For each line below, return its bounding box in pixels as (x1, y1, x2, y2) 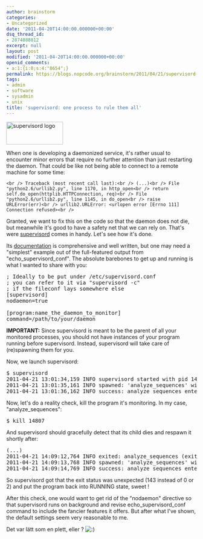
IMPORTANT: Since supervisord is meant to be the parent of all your (6, 326, 177, 334)
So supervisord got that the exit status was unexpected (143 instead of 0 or (6, 476, 195, 483)
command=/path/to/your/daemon (6, 316, 96, 322)
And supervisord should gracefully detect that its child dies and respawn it (6, 428, 192, 436)
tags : (6, 76, 20, 82)
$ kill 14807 (6, 417, 45, 424)
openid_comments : (6, 59, 50, 65)
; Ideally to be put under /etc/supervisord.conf (6, 273, 156, 280)
